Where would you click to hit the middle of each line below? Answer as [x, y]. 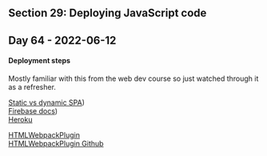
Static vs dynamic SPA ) [47, 102]
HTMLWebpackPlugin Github [56, 143]
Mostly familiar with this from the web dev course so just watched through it [133, 78]
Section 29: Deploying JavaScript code [108, 13]
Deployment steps [39, 61]
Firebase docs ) [33, 110]
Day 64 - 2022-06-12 [62, 40]
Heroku [20, 119]
